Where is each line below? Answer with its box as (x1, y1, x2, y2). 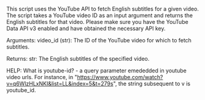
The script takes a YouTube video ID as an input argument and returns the (6, 12, 193, 19)
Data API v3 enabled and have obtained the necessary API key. (6, 25, 166, 32)
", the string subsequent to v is (113, 80, 191, 87)
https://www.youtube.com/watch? (77, 74, 163, 80)
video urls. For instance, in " (6, 74, 78, 80)
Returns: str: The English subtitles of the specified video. (6, 55, 150, 62)
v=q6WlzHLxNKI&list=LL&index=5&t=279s (6, 80, 114, 87)
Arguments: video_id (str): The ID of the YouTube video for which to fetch (6, 37, 192, 44)
